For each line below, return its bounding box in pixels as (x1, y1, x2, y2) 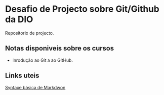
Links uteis (5, 71, 40, 80)
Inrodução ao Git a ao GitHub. (12, 57, 73, 63)
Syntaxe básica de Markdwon (5, 84, 66, 90)
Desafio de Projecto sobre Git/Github (5, 3, 160, 15)
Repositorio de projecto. (5, 30, 54, 36)
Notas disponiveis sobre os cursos (5, 44, 114, 52)
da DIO (5, 14, 34, 25)
